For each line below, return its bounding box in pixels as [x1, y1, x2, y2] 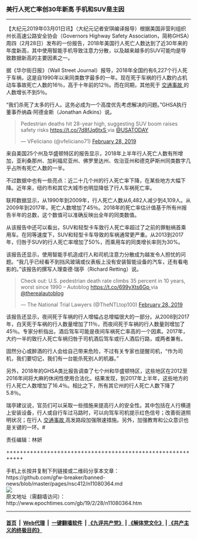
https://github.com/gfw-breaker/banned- [6, 474, 106, 481]
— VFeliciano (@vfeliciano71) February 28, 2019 [20, 138, 137, 145]
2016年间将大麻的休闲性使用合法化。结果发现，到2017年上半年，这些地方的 [6, 375, 189, 382]
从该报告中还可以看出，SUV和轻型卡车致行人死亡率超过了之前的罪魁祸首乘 [6, 224, 186, 231]
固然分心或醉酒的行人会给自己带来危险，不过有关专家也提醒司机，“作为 [6, 347, 178, 355]
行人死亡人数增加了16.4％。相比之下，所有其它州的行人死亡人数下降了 [6, 382, 175, 389]
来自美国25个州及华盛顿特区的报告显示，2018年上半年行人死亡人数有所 [6, 150, 178, 157]
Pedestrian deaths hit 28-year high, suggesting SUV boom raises [20, 120, 178, 127]
